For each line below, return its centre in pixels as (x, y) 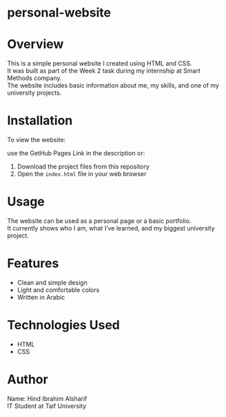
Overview (35, 45)
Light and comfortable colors (58, 290)
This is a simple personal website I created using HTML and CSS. (100, 64)
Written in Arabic (41, 297)
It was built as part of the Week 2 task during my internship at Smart (104, 71)
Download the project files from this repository (83, 166)
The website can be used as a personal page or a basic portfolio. (99, 221)
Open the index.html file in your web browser (82, 174)
